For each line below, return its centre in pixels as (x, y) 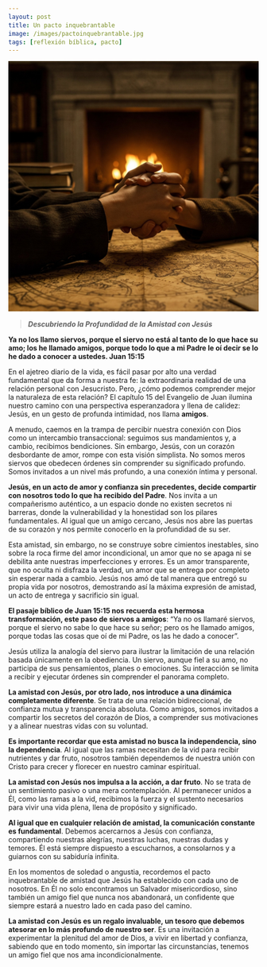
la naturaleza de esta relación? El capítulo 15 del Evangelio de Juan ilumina (130, 397)
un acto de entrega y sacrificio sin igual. (74, 595)
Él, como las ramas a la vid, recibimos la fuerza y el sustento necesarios (126, 799)
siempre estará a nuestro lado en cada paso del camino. (100, 906)
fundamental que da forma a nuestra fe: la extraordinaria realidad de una (127, 381)
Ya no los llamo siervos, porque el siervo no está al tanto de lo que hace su (133, 340)
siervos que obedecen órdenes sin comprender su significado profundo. (127, 463)
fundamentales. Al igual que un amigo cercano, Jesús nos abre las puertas (131, 521)
